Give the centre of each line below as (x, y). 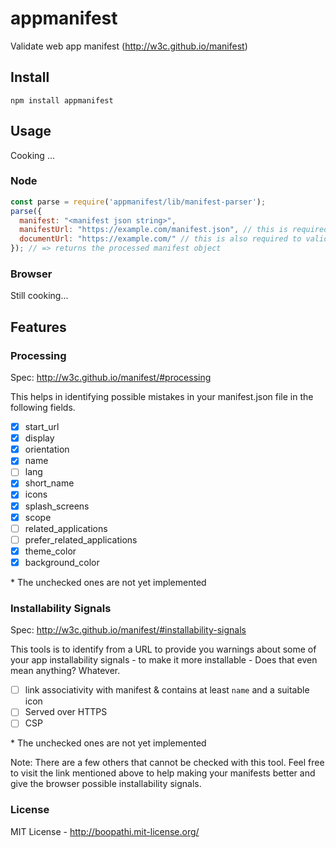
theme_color (50, 551)
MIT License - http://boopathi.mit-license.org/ (105, 831)
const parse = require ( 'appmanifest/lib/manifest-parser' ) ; (138, 202)
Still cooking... (39, 296)
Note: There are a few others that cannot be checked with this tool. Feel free (167, 763)
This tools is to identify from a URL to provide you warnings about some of (163, 649)
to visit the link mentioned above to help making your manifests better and (163, 773)
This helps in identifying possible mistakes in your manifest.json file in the (162, 397)
